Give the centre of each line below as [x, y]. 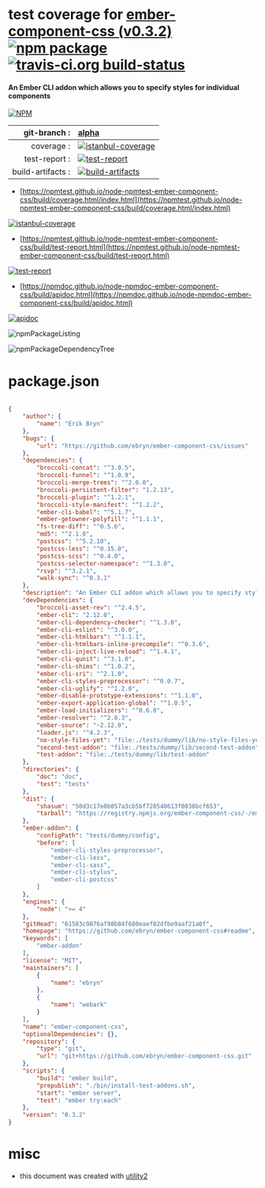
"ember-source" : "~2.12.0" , [82, 725]
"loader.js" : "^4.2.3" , [75, 732]
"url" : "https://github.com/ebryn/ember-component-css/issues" [142, 446]
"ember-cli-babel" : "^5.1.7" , [86, 512]
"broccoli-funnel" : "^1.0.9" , [86, 475]
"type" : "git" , [62, 1049]
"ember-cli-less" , [80, 857]
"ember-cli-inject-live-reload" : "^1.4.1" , [109, 652]
